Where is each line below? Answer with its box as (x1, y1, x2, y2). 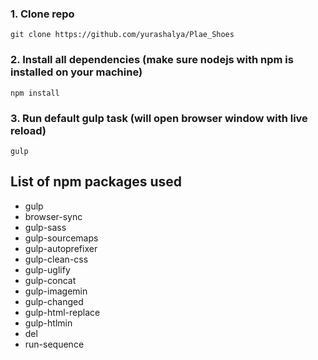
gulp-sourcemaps (24, 232, 99, 244)
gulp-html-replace (24, 306, 101, 318)
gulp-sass (24, 221, 67, 233)
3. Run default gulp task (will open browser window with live (10, 111, 308, 125)
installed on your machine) (10, 65, 143, 79)
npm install (10, 88, 60, 98)
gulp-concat (24, 274, 77, 286)
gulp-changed (24, 295, 84, 307)
